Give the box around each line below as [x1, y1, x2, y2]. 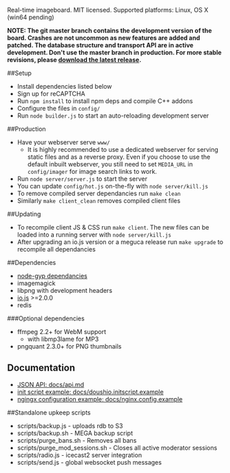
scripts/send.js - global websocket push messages [17, 458, 162, 466]
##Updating [7, 210, 41, 218]
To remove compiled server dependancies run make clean [17, 189, 181, 197]
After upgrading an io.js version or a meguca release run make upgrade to [17, 238, 224, 246]
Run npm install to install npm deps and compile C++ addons [17, 97, 194, 105]
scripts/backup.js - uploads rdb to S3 [17, 421, 123, 430]
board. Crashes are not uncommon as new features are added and [7, 34, 200, 42]
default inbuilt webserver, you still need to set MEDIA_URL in [27, 160, 193, 168]
